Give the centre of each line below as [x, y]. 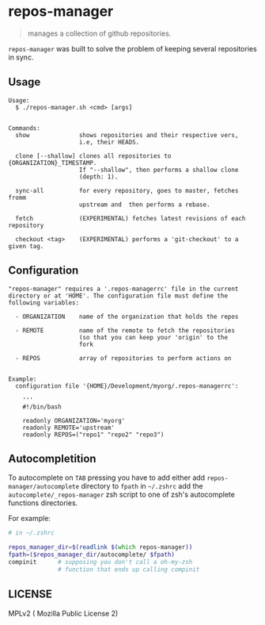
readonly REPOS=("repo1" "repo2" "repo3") [93, 435]
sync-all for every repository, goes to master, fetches [127, 190]
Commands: [25, 128]
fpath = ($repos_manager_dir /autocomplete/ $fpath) [92, 555]
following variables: [44, 303]
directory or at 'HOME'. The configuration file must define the [118, 296]
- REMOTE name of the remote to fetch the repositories [125, 330]
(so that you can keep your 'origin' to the [153, 337]
